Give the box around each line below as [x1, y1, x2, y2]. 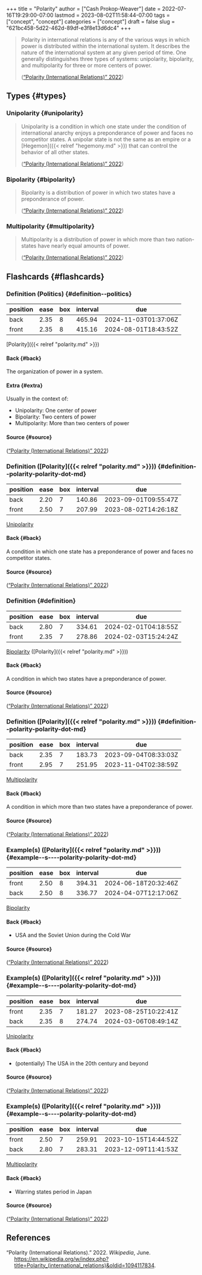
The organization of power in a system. [6, 368, 104, 375]
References [6, 1233, 51, 1243]
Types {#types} [6, 91, 67, 101]
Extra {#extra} [6, 382, 43, 389]
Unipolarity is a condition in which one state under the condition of [21, 123, 187, 130]
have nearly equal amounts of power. [37, 242, 130, 249]
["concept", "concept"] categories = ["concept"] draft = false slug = [6, 18, 175, 25]
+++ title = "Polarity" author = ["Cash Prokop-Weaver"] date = [6, 5, 161, 12]
